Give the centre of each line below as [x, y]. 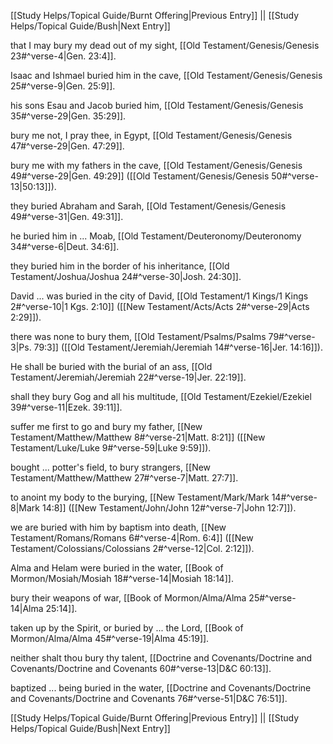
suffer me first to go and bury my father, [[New [106, 426]
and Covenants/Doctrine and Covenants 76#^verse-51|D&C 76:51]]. [149, 698]
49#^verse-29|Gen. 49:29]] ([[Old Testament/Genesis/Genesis [140, 176]
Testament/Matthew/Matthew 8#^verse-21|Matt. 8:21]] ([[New [138, 437]
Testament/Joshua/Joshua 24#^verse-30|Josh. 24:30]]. [126, 276]
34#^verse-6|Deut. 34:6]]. [65, 246]
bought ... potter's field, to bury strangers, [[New [111, 467]
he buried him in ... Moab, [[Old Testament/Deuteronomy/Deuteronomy [156, 236]
